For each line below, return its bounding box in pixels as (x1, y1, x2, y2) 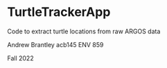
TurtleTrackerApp (7, 4, 111, 20)
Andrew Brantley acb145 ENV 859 (7, 40, 104, 49)
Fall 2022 (7, 53, 34, 62)
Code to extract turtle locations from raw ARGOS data (7, 27, 161, 35)
